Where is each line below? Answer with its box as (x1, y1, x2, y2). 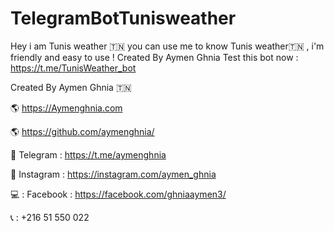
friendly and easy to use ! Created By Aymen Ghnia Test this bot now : (10, 51, 299, 63)
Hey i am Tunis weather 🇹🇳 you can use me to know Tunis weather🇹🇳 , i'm (10, 40, 325, 52)
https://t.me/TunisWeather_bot (10, 62, 137, 74)
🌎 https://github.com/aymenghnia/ (10, 125, 155, 137)
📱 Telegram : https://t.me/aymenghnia (10, 148, 167, 161)
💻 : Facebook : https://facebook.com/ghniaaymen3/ (10, 188, 227, 200)
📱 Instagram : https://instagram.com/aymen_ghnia (10, 168, 217, 180)
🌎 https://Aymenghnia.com (10, 102, 123, 114)
